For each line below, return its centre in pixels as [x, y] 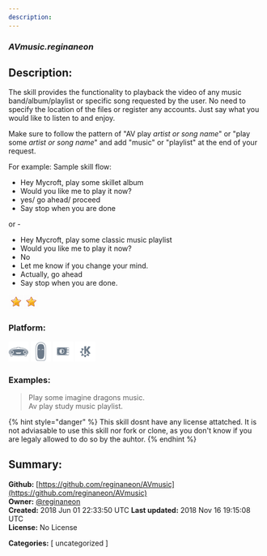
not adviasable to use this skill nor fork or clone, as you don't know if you [130, 430]
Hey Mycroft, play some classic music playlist [96, 240]
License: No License [43, 527]
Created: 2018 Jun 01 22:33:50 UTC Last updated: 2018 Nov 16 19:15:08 [129, 510]
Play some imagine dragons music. [87, 397]
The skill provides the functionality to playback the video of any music [125, 93]
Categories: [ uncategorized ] [58, 543]
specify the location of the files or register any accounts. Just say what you [134, 110]
